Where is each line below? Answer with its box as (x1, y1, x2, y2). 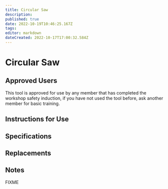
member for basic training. (5, 100, 60, 106)
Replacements (5, 149, 52, 157)
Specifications (5, 132, 52, 140)
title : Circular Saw (5, 7, 49, 12)
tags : (5, 26, 17, 31)
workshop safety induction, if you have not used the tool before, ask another (5, 95, 163, 101)
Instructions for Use (5, 115, 69, 123)
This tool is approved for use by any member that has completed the (5, 89, 146, 95)
